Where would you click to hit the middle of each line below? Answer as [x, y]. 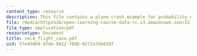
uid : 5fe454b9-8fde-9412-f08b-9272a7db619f [60, 44]
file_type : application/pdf [40, 28]
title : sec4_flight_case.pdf [42, 38]
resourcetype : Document [35, 33]
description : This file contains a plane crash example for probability [97, 17]
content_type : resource [35, 11]
